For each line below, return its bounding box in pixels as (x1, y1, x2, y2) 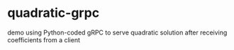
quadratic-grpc (7, 5, 100, 21)
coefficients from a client (7, 35, 80, 44)
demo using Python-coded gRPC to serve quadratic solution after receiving (7, 28, 228, 37)
